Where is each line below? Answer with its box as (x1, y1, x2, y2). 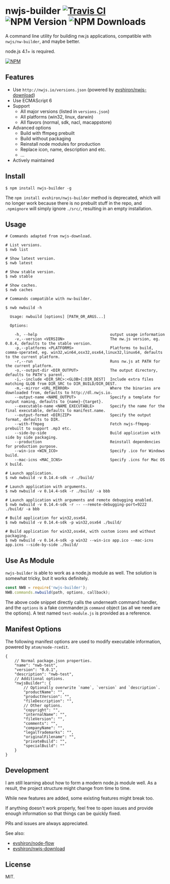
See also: (5, 830, 25, 836)
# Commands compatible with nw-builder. (5, 297, 93, 302)
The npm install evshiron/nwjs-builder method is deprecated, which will (5, 194, 161, 200)
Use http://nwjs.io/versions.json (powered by (12, 86, 115, 93)
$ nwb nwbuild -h (5, 305, 42, 310)
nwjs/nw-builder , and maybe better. (5, 38, 80, 44)
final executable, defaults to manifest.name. (5, 408, 106, 414)
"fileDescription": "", (23, 698, 74, 704)
